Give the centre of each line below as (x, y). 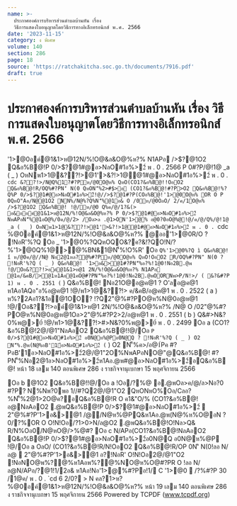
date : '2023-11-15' (36, 34)
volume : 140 (25, 47)
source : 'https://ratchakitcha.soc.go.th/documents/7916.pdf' (101, 67)
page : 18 (20, 60)
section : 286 (27, 54)
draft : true (25, 73)
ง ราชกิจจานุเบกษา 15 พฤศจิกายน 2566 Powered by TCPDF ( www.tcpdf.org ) (109, 495)
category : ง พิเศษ (31, 40)
